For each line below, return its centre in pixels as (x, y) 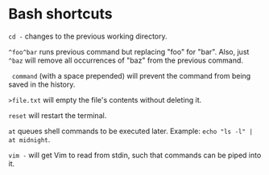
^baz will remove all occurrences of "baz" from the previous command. (126, 60)
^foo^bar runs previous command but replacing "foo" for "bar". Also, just (129, 51)
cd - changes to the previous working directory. (88, 36)
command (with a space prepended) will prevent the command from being (131, 75)
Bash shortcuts (60, 14)
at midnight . (29, 139)
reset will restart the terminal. (58, 115)
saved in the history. (42, 84)
